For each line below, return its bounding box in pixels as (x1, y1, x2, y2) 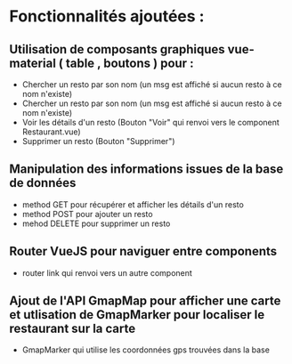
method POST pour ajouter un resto (21, 208, 153, 219)
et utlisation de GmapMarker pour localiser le (9, 307, 265, 322)
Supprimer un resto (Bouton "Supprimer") (21, 136, 175, 146)
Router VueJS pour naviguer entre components (9, 244, 278, 259)
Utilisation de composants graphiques (9, 42, 225, 57)
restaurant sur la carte (9, 321, 136, 336)
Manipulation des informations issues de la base (9, 162, 284, 177)
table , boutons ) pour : (65, 55, 194, 70)
